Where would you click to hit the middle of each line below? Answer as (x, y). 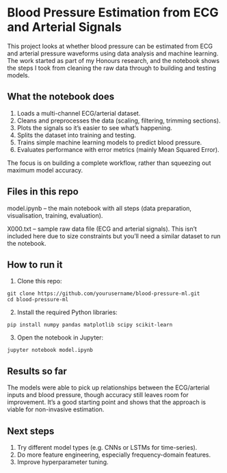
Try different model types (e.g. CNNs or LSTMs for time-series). (107, 447)
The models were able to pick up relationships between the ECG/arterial (108, 387)
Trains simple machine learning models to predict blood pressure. (109, 142)
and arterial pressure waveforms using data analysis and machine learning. (113, 53)
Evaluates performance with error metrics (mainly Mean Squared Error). (118, 149)
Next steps (31, 431)
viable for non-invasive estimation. (56, 409)
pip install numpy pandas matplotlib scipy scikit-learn (90, 325)
